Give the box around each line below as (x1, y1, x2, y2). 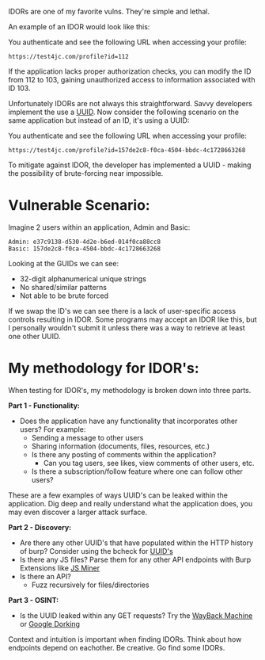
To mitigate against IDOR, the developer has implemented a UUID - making (8, 160, 252, 170)
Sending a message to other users (31, 433, 144, 442)
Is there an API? (19, 571, 71, 581)
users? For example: (19, 424, 86, 434)
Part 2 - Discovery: (8, 522, 72, 532)
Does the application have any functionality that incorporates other (19, 416, 238, 425)
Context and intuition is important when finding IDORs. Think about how (8, 634, 242, 644)
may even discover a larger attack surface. (8, 507, 148, 517)
